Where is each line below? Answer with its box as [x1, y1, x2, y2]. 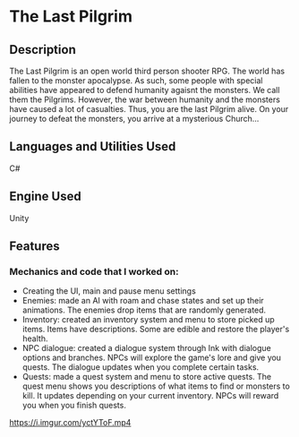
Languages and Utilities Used [9, 139, 176, 154]
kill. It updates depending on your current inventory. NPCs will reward [21, 390, 279, 401]
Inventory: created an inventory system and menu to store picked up [21, 314, 275, 325]
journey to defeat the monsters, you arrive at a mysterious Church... [9, 114, 260, 124]
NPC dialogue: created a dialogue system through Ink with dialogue [21, 343, 271, 354]
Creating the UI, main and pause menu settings [21, 286, 197, 296]
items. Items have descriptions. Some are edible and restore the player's [21, 324, 290, 335]
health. [21, 333, 48, 344]
